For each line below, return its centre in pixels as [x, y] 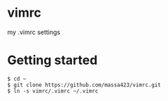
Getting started [52, 60]
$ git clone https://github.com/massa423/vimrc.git [84, 85]
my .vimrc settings [34, 32]
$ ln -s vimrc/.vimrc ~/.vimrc [53, 91]
